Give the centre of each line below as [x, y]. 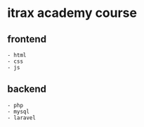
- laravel [22, 118]
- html [17, 55]
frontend [27, 39]
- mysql [19, 111]
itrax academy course [72, 13]
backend [27, 89]
